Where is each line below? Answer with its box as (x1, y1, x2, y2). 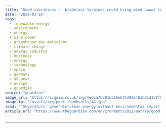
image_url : (5, 95, 28, 100)
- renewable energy (9, 21, 50, 26)
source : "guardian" (5, 90, 45, 95)
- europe (9, 81, 28, 86)
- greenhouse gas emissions (9, 40, 68, 45)
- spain (9, 67, 26, 72)
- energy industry (9, 49, 48, 54)
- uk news (9, 76, 30, 81)
